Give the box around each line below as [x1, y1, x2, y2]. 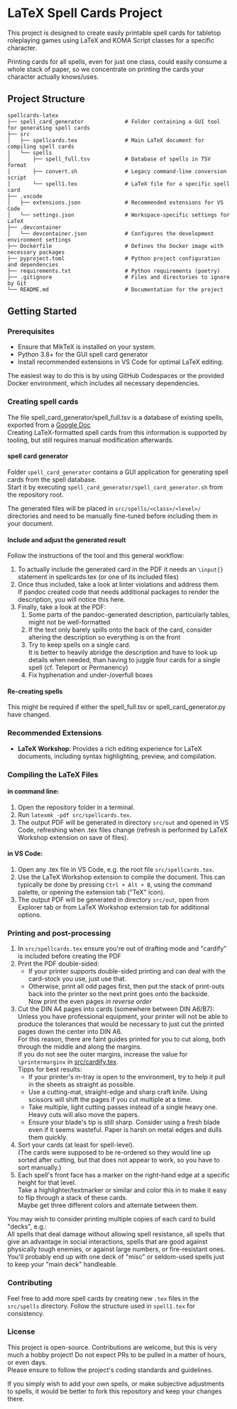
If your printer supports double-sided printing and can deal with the [28, 967, 226, 976]
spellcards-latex [7, 112, 59, 119]
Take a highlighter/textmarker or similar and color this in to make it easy [17, 1186, 227, 1194]
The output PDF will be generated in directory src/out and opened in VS [17, 818, 229, 826]
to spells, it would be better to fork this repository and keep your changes [7, 1387, 222, 1395]
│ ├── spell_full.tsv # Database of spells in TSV [7, 155, 211, 163]
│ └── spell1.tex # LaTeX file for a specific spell [7, 180, 231, 188]
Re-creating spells [7, 687, 63, 696]
